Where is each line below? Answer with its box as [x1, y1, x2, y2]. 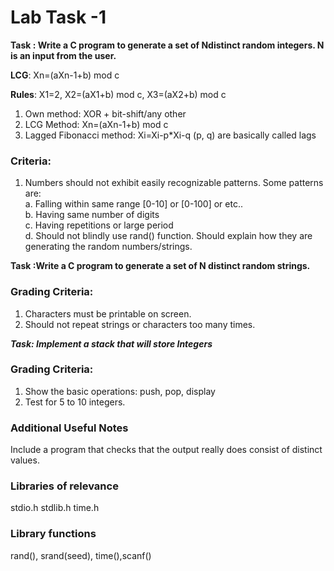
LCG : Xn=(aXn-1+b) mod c [10, 69, 120, 81]
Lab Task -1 [10, 6, 107, 29]
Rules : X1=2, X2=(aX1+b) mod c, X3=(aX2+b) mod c [10, 88, 227, 100]
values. [10, 454, 40, 466]
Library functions [10, 527, 97, 541]
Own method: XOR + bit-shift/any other [24, 107, 187, 120]
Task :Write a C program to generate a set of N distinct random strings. [10, 260, 311, 272]
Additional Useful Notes [10, 421, 129, 435]
